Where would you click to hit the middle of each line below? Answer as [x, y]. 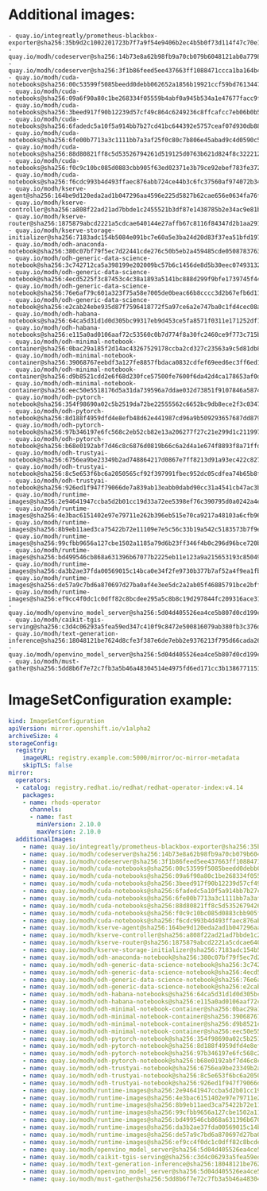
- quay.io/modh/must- [44, 661]
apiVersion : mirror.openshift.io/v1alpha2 [79, 729]
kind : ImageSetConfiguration [56, 721]
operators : [33, 780]
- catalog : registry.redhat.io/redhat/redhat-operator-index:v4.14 [130, 787]
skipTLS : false [48, 766]
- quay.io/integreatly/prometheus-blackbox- [83, 36]
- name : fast [51, 817]
